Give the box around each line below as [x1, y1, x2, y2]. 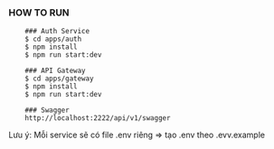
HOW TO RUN [8, 6, 70, 19]
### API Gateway [24, 66, 87, 76]
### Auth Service [24, 27, 90, 36]
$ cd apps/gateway [24, 74, 94, 83]
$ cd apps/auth [24, 34, 82, 44]
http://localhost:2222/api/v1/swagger [24, 114, 171, 123]
